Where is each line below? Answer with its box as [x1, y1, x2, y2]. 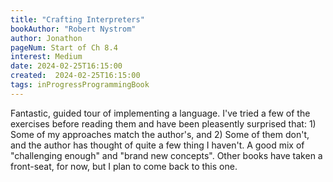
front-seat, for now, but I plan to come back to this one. [10, 160, 238, 172]
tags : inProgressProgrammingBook [10, 80, 150, 90]
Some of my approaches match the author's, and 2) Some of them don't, [10, 128, 310, 140]
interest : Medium [10, 52, 83, 62]
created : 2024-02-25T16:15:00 [10, 71, 141, 81]
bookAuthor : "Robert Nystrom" [10, 24, 137, 34]
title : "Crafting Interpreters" [10, 14, 145, 25]
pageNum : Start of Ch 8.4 [10, 42, 118, 53]
